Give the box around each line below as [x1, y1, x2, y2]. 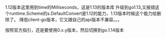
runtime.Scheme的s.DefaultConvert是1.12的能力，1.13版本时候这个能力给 [9, 10, 157, 16]
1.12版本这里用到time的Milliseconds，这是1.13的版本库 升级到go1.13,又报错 [5, 4, 155, 10]
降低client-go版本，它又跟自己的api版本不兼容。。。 [19, 17, 122, 22]
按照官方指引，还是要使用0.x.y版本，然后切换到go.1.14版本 [5, 27, 124, 33]
